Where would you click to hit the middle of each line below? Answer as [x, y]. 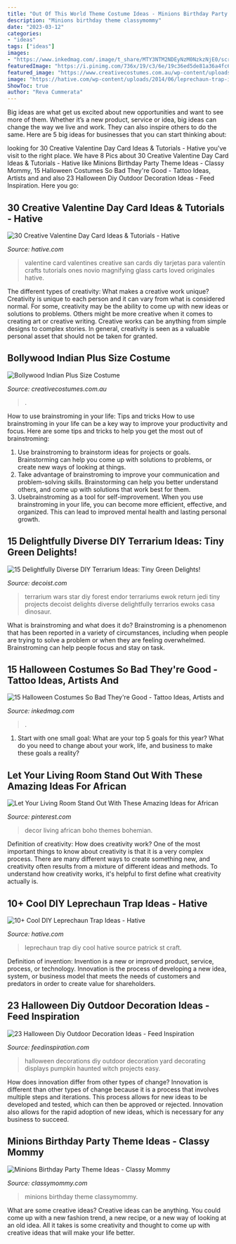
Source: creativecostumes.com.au [57, 389]
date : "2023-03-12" [36, 27]
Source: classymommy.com [47, 1183]
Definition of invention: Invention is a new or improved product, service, [111, 961]
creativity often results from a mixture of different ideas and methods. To [112, 867]
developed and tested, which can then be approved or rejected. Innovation [115, 1104]
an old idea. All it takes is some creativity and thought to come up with [109, 1225]
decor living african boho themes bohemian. [88, 831]
